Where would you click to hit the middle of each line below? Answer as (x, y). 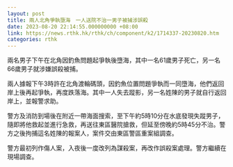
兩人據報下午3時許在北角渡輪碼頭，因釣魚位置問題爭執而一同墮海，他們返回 (116, 83)
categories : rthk (32, 40)
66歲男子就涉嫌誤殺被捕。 (45, 69)
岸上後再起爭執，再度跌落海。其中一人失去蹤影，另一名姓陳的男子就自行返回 (117, 93)
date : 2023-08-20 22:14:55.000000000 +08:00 (73, 26)
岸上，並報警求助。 (35, 101)
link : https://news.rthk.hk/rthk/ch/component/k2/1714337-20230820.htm (113, 33)
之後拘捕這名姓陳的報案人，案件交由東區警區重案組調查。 (95, 134)
